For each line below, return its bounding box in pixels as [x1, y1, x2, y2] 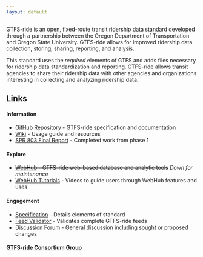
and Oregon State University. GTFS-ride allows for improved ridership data [6, 38, 193, 45]
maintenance [15, 170, 48, 178]
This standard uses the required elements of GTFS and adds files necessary [6, 56, 196, 64]
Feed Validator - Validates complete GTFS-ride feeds [15, 217, 147, 224]
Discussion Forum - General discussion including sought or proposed [15, 224, 189, 231]
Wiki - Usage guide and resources [15, 130, 101, 138]
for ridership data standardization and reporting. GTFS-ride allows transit [6, 63, 188, 70]
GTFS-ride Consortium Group [6, 244, 82, 252]
